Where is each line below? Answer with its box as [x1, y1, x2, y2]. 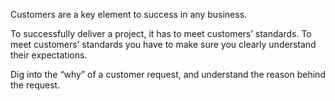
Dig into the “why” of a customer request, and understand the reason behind [10, 69, 326, 80]
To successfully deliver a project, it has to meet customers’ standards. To [10, 28, 312, 39]
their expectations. [10, 49, 88, 61]
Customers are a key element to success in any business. [10, 9, 248, 20]
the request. [10, 79, 61, 91]
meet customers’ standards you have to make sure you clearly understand [10, 39, 317, 50]
